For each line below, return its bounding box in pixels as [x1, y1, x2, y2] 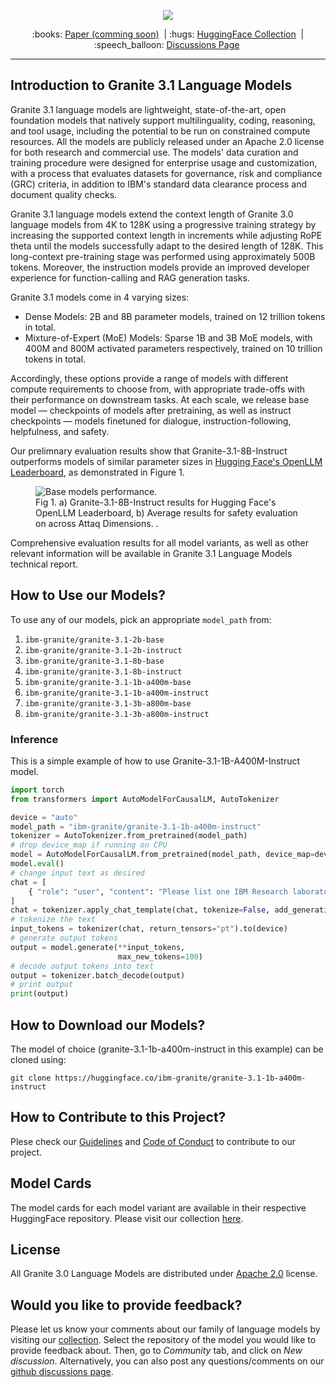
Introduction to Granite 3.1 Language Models [10, 77, 293, 94]
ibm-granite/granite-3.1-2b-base [24, 635, 165, 645]
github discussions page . [10, 1366, 114, 1378]
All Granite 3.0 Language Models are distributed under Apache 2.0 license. [10, 1268, 318, 1280]
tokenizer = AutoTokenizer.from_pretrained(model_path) [10, 831, 248, 841]
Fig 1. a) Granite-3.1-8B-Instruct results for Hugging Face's [35, 496, 277, 508]
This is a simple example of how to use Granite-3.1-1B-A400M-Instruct [10, 755, 301, 767]
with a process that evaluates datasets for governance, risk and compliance [10, 167, 323, 179]
